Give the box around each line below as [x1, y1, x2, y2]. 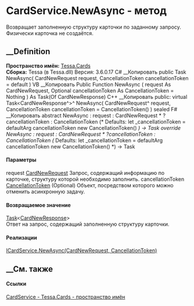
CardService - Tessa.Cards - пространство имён [6, 293, 125, 300]
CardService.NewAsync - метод [6, 4, 167, 18]
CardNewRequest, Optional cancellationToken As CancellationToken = [6, 87, 174, 94]
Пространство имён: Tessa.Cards [6, 62, 91, 69]
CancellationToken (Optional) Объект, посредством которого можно [6, 181, 174, 188]
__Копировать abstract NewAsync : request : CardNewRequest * [6, 112, 162, 119]
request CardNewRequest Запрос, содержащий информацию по [6, 169, 165, 176]
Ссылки [6, 280, 27, 287]
